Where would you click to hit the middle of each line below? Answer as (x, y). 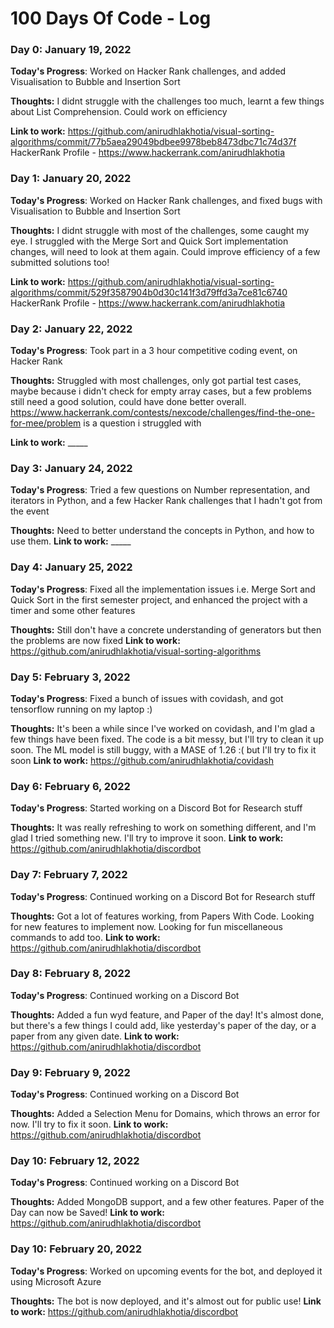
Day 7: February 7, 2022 (69, 875)
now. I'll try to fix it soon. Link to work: (89, 1124)
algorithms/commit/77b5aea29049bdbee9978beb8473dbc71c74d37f (153, 142)
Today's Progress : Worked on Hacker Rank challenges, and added (148, 71)
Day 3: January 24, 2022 (71, 468)
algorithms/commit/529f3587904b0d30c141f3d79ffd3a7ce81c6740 (149, 292)
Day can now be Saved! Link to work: (87, 1213)
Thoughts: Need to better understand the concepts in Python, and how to (162, 531)
